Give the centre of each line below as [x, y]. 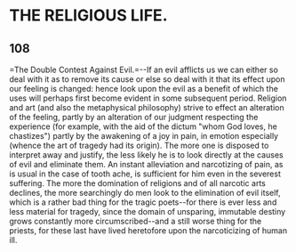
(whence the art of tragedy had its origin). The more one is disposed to [139, 145]
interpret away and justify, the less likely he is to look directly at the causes [146, 155]
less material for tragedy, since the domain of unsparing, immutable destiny [148, 211]
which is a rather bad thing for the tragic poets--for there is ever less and [143, 202]
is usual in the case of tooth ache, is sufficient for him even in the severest [145, 174]
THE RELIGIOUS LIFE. [88, 16]
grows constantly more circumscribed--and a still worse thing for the [136, 221]
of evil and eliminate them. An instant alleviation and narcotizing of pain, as [146, 164]
